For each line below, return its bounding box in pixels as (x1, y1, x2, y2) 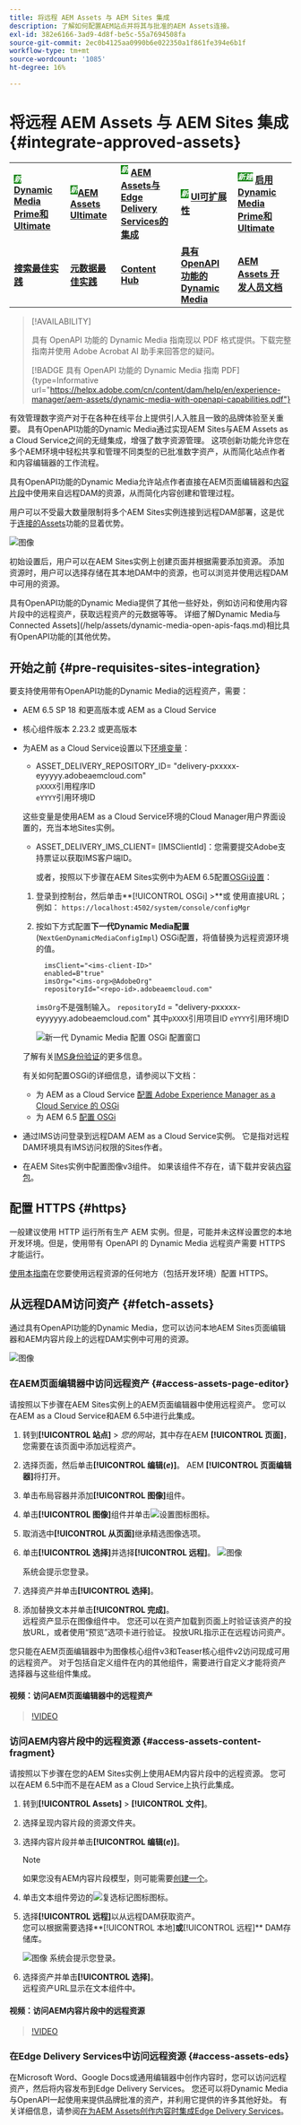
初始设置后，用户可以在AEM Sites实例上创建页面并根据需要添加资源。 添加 (9, 556, 285, 567)
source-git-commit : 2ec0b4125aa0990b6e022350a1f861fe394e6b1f (9, 38, 246, 48)
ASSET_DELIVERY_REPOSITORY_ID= (35, 760, 172, 771)
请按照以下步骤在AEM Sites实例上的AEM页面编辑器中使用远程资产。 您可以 (9, 1398, 287, 1409)
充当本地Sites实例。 (46, 822, 120, 832)
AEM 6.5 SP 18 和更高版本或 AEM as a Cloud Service (21, 704, 217, 715)
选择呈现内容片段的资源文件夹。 (21, 1817, 141, 1828)
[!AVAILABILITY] (30, 316, 91, 327)
